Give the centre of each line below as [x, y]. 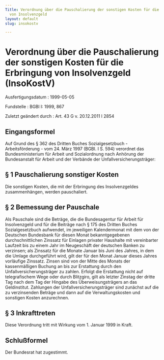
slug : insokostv [22, 23]
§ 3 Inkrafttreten [30, 313]
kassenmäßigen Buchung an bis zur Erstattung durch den [63, 266]
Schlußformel [27, 340]
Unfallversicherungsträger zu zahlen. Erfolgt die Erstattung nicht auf [74, 271]
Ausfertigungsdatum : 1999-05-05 [40, 97]
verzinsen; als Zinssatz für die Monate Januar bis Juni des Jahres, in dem [80, 250]
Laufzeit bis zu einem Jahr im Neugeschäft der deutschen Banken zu [75, 245]
